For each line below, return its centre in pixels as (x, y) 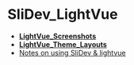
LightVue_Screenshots (57, 36)
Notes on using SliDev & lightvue (72, 52)
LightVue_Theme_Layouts (63, 44)
